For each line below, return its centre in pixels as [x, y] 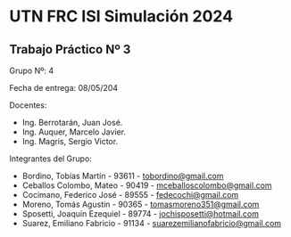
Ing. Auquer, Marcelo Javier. [74, 132]
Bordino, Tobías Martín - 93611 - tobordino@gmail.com [123, 176]
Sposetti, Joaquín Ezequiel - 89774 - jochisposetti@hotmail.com [140, 214]
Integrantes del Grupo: [50, 159]
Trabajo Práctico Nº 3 [70, 49]
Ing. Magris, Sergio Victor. [70, 141]
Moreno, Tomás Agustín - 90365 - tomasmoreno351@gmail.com [141, 204]
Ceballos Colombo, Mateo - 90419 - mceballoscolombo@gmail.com [147, 185]
